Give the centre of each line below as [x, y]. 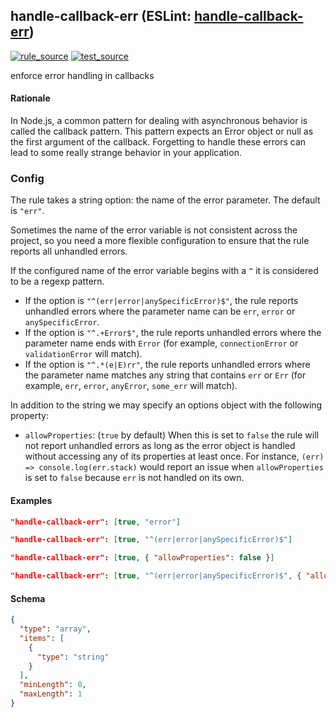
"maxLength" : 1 [51, 694]
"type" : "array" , [55, 629]
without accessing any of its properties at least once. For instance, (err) [174, 456]
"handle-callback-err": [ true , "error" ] [96, 522]
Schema [28, 598]
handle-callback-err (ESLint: [101, 16]
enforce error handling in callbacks [82, 75]
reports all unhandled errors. [69, 251]
